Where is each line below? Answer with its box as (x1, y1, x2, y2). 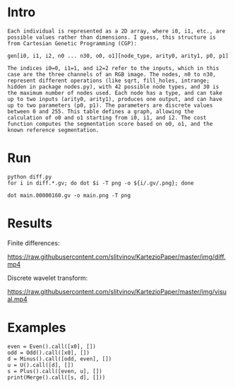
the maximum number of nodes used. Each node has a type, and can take (7, 89, 222, 96)
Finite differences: (7, 238, 60, 247)
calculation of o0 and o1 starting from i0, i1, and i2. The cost (7, 114, 207, 121)
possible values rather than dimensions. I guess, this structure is (7, 33, 217, 41)
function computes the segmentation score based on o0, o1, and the (7, 120, 213, 127)
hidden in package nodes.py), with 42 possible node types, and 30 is (7, 83, 219, 90)
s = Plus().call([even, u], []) (7, 368, 102, 375)
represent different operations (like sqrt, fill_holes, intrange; (7, 77, 210, 84)
